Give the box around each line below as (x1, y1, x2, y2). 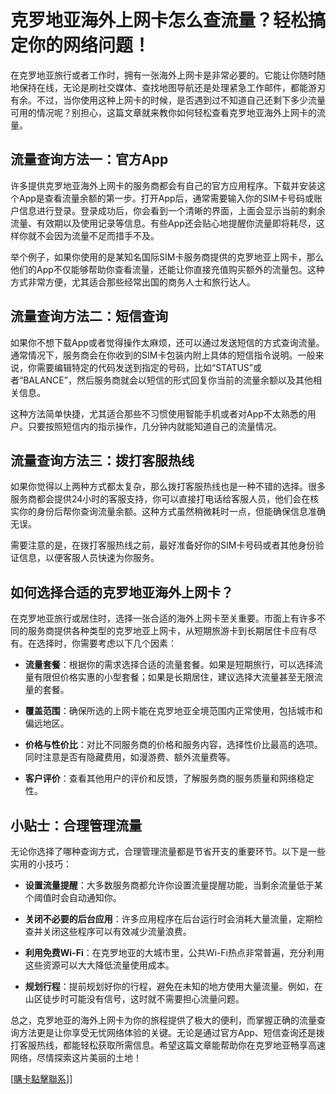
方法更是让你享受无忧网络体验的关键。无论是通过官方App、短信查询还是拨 (18, 1027, 325, 1038)
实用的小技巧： (10, 858, 72, 870)
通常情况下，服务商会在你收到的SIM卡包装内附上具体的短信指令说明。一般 (10, 349, 316, 361)
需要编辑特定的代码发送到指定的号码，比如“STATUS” (36, 361, 253, 373)
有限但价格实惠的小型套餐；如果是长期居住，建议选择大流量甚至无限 (33, 671, 315, 683)
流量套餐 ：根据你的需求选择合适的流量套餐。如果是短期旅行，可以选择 (24, 659, 315, 671)
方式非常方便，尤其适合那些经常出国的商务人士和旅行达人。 (10, 276, 256, 288)
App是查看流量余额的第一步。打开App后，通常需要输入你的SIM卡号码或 (18, 192, 314, 204)
